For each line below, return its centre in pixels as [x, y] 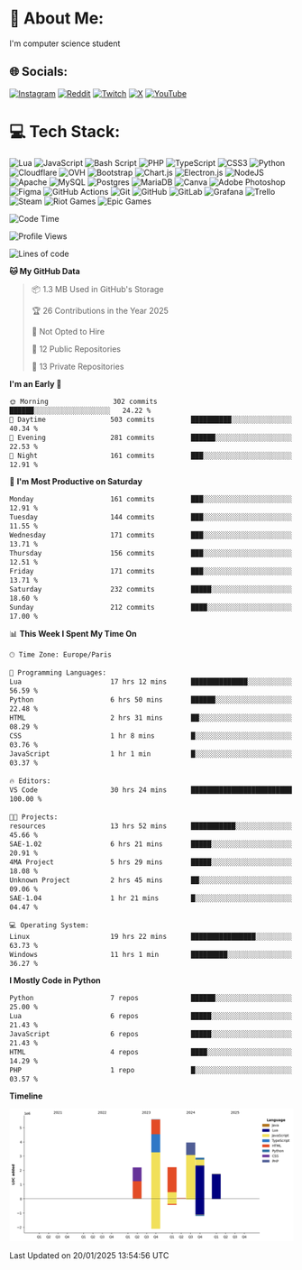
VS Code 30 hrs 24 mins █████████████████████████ [151, 790]
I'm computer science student [65, 43]
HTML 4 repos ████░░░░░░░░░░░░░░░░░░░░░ [151, 1052]
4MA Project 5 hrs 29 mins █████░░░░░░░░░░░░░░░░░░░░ [151, 862]
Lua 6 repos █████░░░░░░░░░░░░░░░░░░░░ [151, 1016]
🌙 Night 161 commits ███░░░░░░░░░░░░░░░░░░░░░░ [151, 456]
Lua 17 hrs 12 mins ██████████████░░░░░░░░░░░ [151, 681]
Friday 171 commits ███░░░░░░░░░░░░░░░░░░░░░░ [151, 571]
